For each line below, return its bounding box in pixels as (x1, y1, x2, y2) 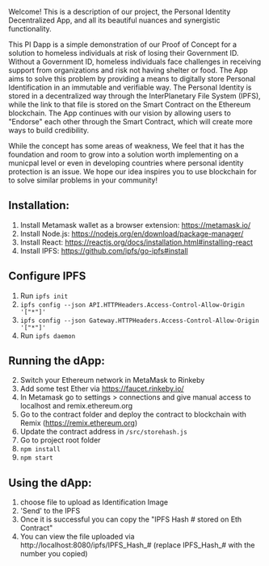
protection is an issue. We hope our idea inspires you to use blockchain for (8, 167, 257, 176)
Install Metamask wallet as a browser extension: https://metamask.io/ (19, 220, 251, 229)
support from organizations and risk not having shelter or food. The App (8, 65, 248, 75)
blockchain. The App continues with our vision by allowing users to (8, 108, 232, 118)
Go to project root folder (19, 435, 101, 445)
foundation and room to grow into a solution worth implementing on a (8, 149, 239, 159)
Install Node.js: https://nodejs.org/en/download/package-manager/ (19, 228, 244, 238)
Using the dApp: (8, 476, 92, 489)
